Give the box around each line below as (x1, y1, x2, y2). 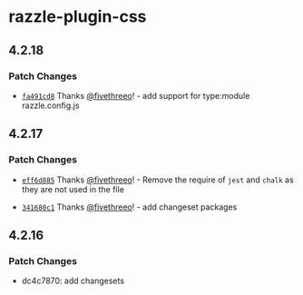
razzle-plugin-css (8, 6, 147, 27)
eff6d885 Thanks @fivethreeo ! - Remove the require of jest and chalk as (21, 174, 294, 185)
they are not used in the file (21, 183, 124, 194)
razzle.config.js (21, 100, 80, 111)
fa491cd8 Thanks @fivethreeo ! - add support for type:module (21, 90, 250, 101)
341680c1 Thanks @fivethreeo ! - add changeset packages (21, 202, 238, 212)
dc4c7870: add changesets (21, 275, 124, 287)
